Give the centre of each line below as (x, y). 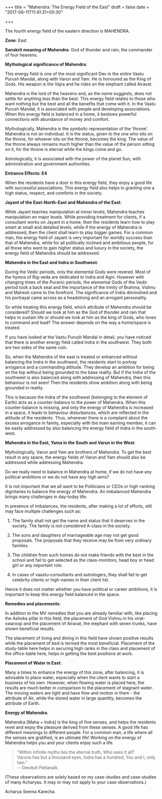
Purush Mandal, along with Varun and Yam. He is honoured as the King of (78, 79)
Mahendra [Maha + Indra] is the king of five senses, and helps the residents (81, 722)
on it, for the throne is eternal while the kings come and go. (64, 149)
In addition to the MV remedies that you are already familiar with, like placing (81, 613)
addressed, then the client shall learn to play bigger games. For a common (79, 232)
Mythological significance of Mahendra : (46, 64)
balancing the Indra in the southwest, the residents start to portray (71, 362)
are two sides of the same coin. (36, 347)
